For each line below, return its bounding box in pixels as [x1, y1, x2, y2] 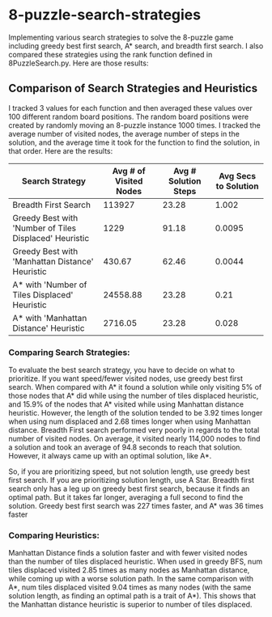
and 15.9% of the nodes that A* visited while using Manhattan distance [8, 399, 244, 409]
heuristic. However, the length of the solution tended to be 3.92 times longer [8, 408, 263, 418]
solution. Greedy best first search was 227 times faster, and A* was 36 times [8, 501, 264, 511]
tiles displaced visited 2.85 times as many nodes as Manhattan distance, [8, 565, 250, 575]
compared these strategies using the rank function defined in [8, 49, 213, 59]
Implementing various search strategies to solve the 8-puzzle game [8, 32, 234, 42]
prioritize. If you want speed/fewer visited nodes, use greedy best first [8, 374, 244, 383]
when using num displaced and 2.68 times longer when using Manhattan [8, 416, 251, 426]
